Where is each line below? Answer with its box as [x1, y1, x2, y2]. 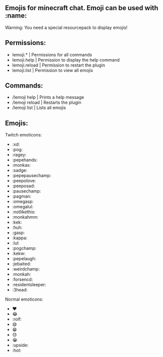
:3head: [12, 287, 28, 293]
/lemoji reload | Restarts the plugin [12, 100, 81, 106]
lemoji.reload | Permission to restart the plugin [12, 62, 105, 68]
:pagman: [12, 193, 32, 200]
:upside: [12, 342, 29, 348]
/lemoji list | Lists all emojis [12, 105, 66, 111]
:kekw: [12, 250, 26, 256]
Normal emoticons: [5, 296, 43, 302]
